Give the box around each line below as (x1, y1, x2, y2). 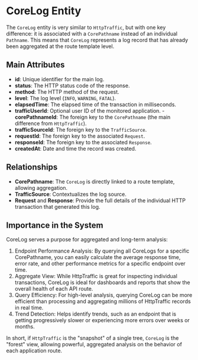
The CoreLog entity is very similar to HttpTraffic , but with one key (6, 24, 166, 31)
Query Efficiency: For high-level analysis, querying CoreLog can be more (14, 292, 193, 299)
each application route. (6, 347, 63, 354)
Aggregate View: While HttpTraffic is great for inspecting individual (14, 273, 177, 280)
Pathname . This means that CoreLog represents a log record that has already (6, 36, 189, 43)
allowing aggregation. (14, 184, 68, 191)
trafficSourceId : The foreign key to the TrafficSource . (14, 126, 147, 133)
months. (14, 323, 35, 330)
